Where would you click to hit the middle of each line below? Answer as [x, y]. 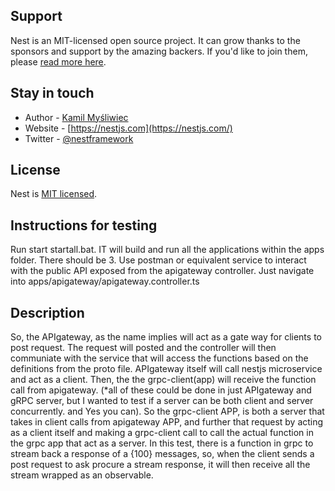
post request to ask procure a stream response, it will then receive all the [160, 465]
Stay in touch [52, 93]
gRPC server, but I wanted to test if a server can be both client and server [162, 401]
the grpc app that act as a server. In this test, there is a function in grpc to [162, 443]
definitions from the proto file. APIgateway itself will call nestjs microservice [166, 369]
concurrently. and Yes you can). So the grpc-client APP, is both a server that [167, 411]
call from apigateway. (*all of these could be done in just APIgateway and [161, 390]
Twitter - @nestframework [79, 138]
